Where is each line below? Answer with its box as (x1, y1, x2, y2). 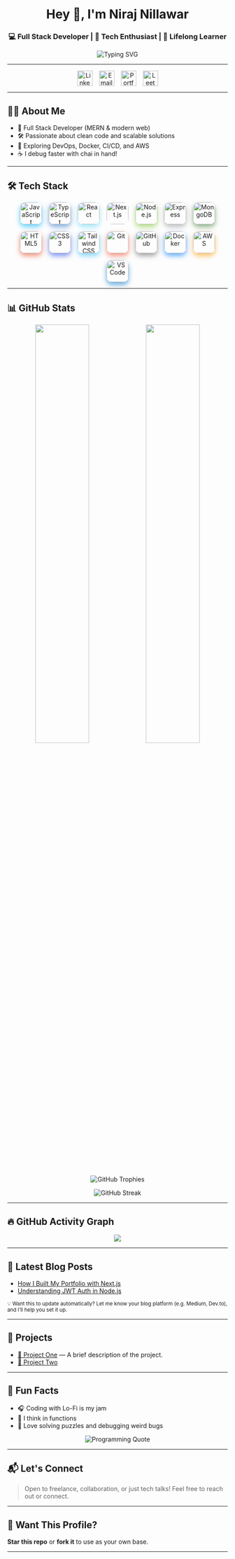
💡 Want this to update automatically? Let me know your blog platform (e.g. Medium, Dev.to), (7, 1301, 228, 1308)
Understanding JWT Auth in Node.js (17, 1287, 122, 1295)
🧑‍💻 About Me (7, 105, 66, 117)
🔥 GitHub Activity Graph (7, 1215, 115, 1228)
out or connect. (24, 1492, 69, 1501)
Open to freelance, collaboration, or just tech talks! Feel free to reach (24, 1485, 224, 1493)
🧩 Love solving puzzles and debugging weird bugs (17, 1421, 163, 1429)
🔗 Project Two (17, 1358, 58, 1366)
